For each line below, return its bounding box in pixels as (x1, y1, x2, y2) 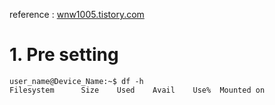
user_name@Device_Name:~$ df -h (9, 76, 144, 86)
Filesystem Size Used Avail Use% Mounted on (9, 85, 266, 95)
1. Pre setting (9, 44, 119, 66)
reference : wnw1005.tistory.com (9, 9, 145, 20)
